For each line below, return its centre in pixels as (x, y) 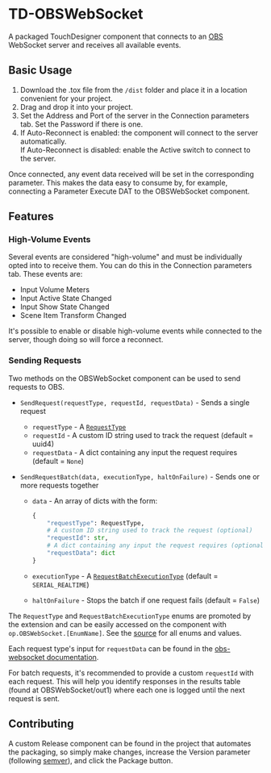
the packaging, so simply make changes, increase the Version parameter (129, 752)
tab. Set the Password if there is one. (81, 124)
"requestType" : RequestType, (96, 523)
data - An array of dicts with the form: (95, 500)
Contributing (41, 724)
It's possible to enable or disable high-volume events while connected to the (135, 331)
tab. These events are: (46, 274)
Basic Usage (40, 71)
